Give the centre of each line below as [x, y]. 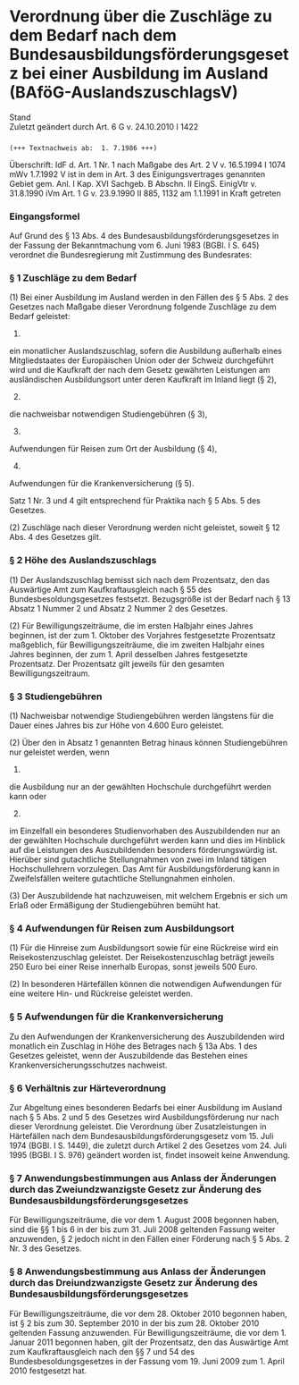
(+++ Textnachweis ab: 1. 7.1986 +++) [83, 148]
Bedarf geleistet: [40, 317]
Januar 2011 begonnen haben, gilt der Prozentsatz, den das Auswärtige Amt [149, 1342]
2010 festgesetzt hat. [48, 1371]
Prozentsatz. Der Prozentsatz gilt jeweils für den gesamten [117, 663]
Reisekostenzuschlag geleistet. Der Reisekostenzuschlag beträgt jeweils [142, 958]
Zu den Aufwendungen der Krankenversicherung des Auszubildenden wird [147, 1036]
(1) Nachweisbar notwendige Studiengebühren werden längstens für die [141, 716]
